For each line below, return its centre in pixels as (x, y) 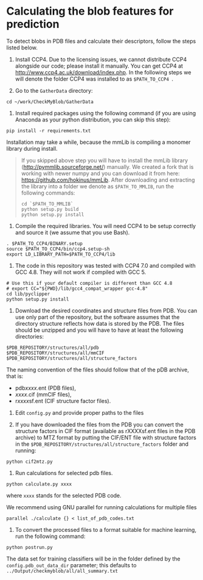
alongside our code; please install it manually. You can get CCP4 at (99, 66)
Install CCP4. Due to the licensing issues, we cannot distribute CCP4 (101, 59)
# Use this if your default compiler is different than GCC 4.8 (89, 283)
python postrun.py (29, 547)
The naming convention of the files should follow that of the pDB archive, (98, 370)
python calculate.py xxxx (39, 484)
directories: (29, 336)
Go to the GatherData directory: (54, 90)
